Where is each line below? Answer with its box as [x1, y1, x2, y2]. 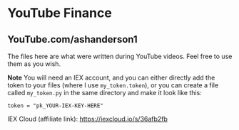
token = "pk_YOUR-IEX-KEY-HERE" [7, 102, 103, 109]
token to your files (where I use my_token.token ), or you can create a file [7, 81, 219, 90]
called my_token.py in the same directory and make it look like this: [7, 89, 202, 97]
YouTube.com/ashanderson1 [7, 33, 138, 45]
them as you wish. [7, 60, 61, 68]
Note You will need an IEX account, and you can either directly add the [7, 73, 215, 82]
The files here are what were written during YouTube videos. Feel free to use [7, 52, 233, 60]
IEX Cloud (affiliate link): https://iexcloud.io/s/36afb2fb [7, 115, 168, 123]
